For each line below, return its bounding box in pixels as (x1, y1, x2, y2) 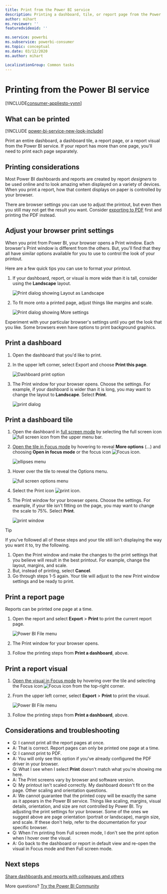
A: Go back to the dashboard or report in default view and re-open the (12, 840, 157, 846)
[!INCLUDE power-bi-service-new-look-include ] (5, 128, 103, 134)
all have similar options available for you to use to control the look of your (5, 250, 155, 256)
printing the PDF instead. (5, 212, 56, 218)
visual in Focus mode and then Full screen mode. (12, 846, 113, 852)
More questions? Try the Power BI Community (5, 883, 99, 889)
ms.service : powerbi (5, 35, 48, 40)
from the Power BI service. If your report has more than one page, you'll (5, 143, 153, 149)
